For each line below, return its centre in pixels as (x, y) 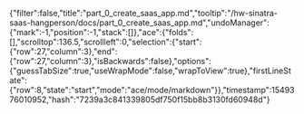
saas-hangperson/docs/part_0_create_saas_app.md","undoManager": (139, 23)
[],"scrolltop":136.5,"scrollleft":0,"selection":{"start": (106, 42)
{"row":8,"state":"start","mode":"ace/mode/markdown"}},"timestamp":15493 (152, 90)
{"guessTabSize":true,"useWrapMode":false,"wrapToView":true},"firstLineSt (151, 71)
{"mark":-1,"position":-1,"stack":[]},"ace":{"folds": (102, 32)
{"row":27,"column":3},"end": (64, 52)
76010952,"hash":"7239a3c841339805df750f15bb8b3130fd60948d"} (140, 100)
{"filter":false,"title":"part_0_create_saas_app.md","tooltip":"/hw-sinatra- (144, 13)
